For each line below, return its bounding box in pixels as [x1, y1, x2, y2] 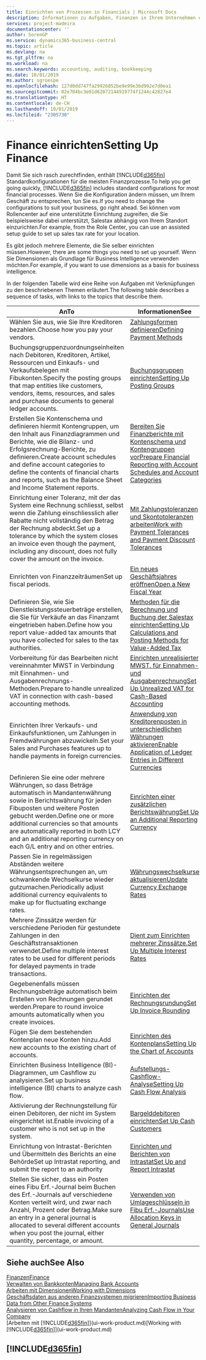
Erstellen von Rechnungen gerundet [9, 995, 113, 1004]
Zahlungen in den [9, 931, 60, 940]
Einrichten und [129, 1142, 172, 1151]
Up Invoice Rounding [129, 1007, 190, 1015]
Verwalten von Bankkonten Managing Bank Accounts [6, 1280, 139, 1288]
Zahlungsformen [129, 318, 178, 326]
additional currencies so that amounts [9, 820, 118, 828]
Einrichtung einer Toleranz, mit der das [9, 493, 121, 502]
